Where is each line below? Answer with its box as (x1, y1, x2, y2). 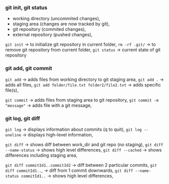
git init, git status (5, 4, 48, 11)
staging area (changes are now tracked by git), (12, 21, 110, 27)
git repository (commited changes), (12, 26, 86, 32)
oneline (5, 132, 22, 137)
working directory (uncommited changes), (12, 16, 100, 22)
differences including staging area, (5, 152, 78, 158)
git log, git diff (5, 115, 40, 122)
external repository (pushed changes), (12, 32, 93, 38)
